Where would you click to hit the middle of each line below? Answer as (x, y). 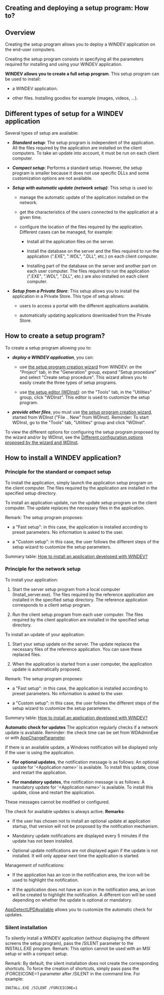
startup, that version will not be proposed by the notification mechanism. (85, 826)
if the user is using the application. (40, 752)
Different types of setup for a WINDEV (64, 113)
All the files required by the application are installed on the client (77, 148)
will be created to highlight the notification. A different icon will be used (84, 895)
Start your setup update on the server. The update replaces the (76, 644)
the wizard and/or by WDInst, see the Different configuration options (74, 437)
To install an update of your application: (45, 634)
